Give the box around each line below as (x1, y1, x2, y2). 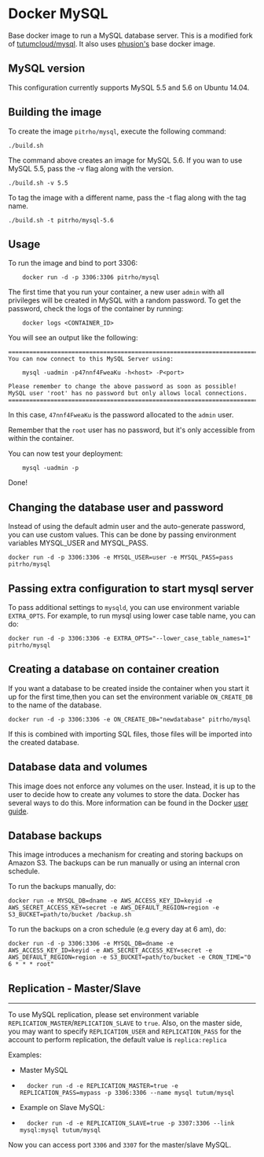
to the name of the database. (8, 700, 102, 710)
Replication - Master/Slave (8, 982, 141, 995)
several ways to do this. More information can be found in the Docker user (8, 798, 249, 807)
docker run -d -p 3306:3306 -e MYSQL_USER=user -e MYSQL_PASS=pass (8, 553, 234, 562)
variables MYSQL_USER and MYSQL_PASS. (8, 538, 148, 548)
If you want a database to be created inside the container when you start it (8, 683, 250, 692)
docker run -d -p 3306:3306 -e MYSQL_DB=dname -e (8, 940, 174, 948)
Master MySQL (19, 1066, 68, 1075)
